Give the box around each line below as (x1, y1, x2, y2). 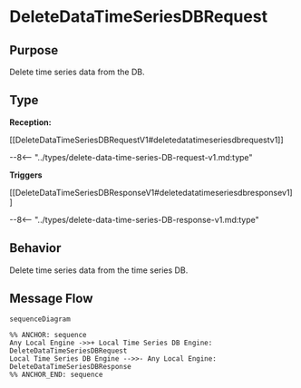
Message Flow (9, 291, 93, 306)
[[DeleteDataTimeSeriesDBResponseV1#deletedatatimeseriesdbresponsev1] (9, 187, 293, 198)
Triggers (9, 170, 43, 180)
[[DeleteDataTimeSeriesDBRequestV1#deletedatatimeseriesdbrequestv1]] (9, 134, 284, 145)
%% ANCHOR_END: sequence (9, 370, 103, 380)
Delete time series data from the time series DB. (9, 265, 189, 276)
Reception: (9, 116, 52, 128)
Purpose (9, 43, 59, 58)
